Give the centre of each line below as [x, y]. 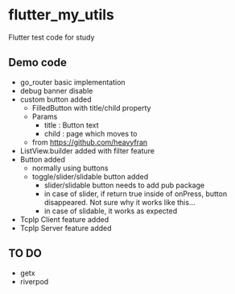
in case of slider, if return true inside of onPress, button [136, 193]
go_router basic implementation [73, 82]
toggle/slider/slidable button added [90, 176]
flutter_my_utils [62, 15]
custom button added [56, 99]
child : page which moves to [91, 133]
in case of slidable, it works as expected [111, 211]
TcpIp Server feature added [66, 228]
